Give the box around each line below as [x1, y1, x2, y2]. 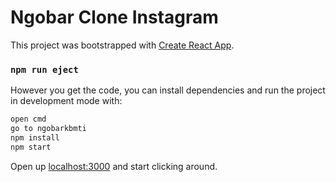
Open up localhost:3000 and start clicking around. [10, 160, 218, 172]
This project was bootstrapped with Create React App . [10, 39, 235, 51]
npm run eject [10, 64, 79, 75]
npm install [10, 132, 60, 143]
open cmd [10, 114, 47, 125]
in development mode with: [10, 95, 123, 107]
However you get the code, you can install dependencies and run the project [10, 84, 326, 96]
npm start [10, 142, 52, 152]
